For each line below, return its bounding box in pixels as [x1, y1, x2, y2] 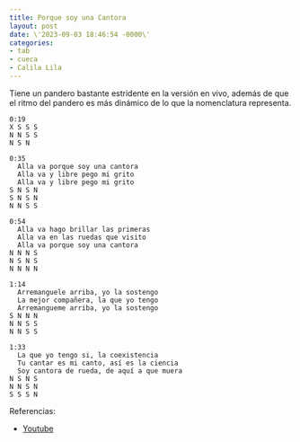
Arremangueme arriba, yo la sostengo [17, 303, 159, 313]
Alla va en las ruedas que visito [17, 233, 146, 242]
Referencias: [9, 405, 57, 416]
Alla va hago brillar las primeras [17, 225, 151, 234]
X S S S [9, 122, 39, 131]
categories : [9, 38, 54, 48]
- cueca [9, 55, 39, 64]
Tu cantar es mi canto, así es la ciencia [17, 358, 179, 367]
